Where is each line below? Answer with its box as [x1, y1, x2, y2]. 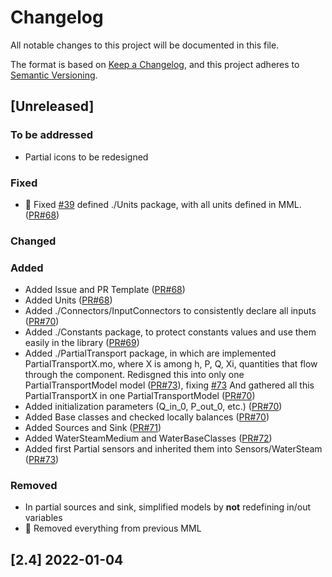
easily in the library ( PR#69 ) [24, 337, 140, 349]
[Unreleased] [10, 98, 95, 115]
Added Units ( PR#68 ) [24, 294, 113, 306]
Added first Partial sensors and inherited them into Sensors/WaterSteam [24, 443, 323, 455]
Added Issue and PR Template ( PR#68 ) [24, 284, 186, 296]
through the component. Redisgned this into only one [24, 369, 245, 381]
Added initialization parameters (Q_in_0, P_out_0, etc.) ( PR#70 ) [24, 401, 283, 413]
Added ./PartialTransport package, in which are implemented [24, 347, 277, 360]
